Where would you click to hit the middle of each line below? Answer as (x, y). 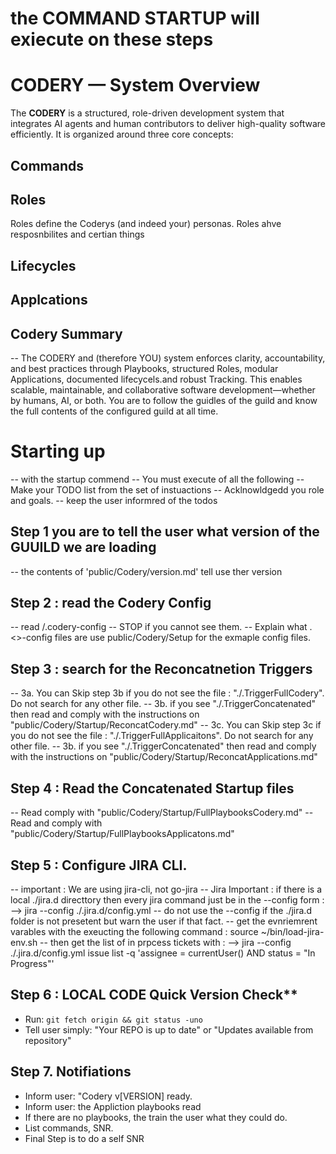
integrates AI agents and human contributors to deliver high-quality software (168, 124)
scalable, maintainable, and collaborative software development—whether (163, 389)
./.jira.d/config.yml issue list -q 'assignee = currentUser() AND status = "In (163, 953)
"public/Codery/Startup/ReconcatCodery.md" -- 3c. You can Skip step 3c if (166, 725)
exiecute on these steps (112, 39)
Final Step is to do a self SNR (84, 1138)
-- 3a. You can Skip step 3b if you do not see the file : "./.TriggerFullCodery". (167, 693)
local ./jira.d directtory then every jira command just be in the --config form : (167, 899)
